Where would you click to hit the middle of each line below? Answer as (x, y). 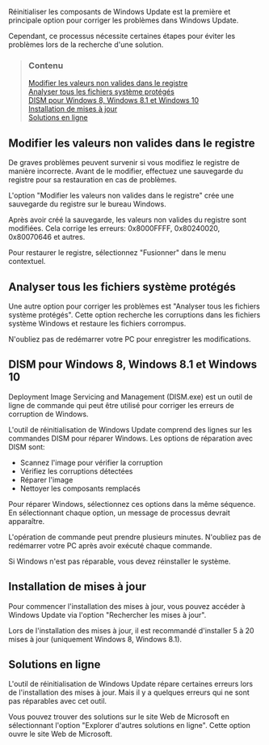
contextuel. (27, 262)
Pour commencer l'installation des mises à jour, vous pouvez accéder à (127, 606)
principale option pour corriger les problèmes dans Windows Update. (124, 20)
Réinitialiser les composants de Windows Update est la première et (120, 12)
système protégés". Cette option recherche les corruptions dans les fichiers (134, 314)
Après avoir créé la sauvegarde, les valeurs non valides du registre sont (128, 220)
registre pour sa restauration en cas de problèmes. (93, 180)
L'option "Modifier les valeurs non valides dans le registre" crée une (121, 196)
